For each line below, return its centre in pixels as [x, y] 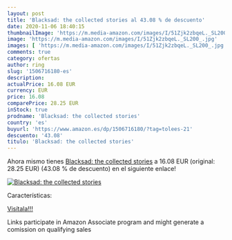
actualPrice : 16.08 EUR [41, 84]
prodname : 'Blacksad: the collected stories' [74, 116]
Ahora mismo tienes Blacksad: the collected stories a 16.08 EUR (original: [111, 161]
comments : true [29, 52]
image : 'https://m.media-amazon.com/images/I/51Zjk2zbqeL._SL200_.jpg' [112, 39]
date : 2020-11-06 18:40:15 [46, 26]
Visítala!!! [20, 209]
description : [26, 78]
